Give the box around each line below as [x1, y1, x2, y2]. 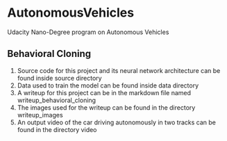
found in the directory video [17, 125, 97, 133]
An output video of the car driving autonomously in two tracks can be [17, 118, 217, 126]
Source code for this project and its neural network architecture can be [17, 66, 221, 74]
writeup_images [17, 110, 64, 119]
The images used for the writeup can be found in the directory [17, 103, 196, 112]
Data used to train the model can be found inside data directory [17, 81, 199, 90]
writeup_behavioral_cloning [17, 96, 96, 104]
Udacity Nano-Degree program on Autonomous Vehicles [7, 28, 169, 36]
